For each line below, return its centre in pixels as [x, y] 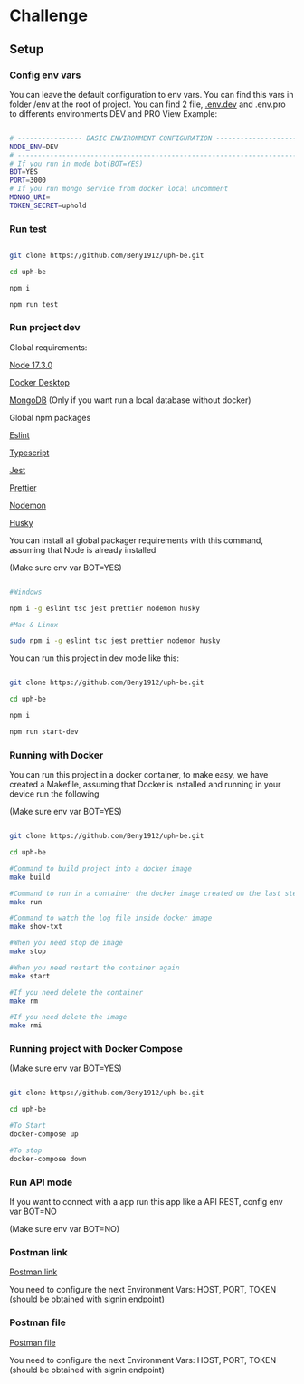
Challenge [49, 16]
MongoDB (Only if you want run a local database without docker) [130, 400]
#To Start [28, 1126]
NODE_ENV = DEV [34, 147]
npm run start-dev [44, 731]
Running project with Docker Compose [96, 1049]
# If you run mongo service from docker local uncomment [119, 189]
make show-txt [36, 927]
